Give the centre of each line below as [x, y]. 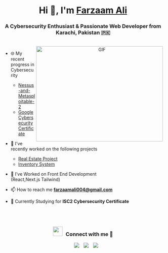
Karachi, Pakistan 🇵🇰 [83, 33]
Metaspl [27, 96]
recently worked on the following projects [54, 149]
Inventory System [36, 164]
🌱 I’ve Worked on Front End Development [53, 174]
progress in [22, 65]
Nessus [26, 85]
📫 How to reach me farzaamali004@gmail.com [61, 189]
